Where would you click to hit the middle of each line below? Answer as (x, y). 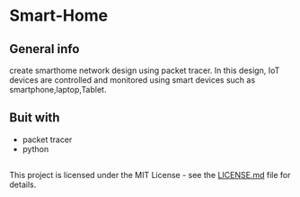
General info (44, 49)
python (35, 148)
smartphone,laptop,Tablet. (58, 90)
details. (23, 184)
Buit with (35, 118)
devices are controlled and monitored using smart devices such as (132, 80)
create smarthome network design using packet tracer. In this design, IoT (145, 70)
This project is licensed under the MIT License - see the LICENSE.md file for (150, 175)
